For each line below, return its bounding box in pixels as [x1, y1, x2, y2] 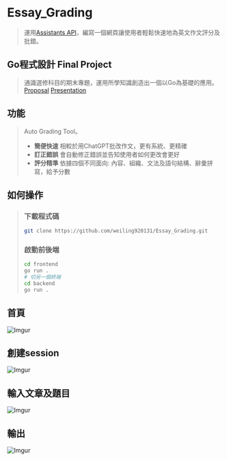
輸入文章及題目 [7, 387, 70, 399]
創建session [7, 347, 59, 359]
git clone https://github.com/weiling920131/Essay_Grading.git [23, 227, 209, 234]
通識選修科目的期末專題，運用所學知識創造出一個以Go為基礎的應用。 [23, 78, 218, 86]
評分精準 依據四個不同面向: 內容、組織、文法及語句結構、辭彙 [34, 159, 207, 167]
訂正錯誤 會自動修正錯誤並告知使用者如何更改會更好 [34, 150, 180, 158]
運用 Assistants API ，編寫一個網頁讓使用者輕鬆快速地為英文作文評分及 [23, 28, 220, 36]
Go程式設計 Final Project [7, 59, 112, 71]
